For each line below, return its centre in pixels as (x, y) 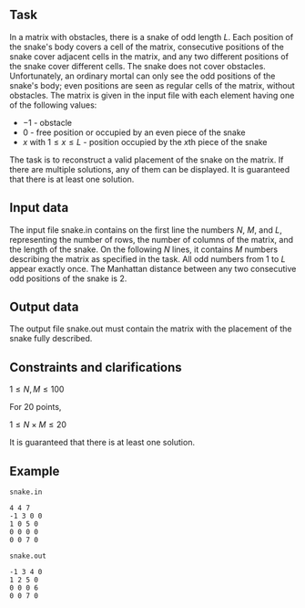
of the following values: (53, 105)
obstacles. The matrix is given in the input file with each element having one (152, 95)
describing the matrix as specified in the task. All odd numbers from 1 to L (147, 258)
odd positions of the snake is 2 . (68, 278)
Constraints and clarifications (96, 367)
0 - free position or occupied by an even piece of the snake (134, 132)
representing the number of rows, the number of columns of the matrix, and (152, 239)
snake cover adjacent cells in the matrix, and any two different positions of (149, 56)
